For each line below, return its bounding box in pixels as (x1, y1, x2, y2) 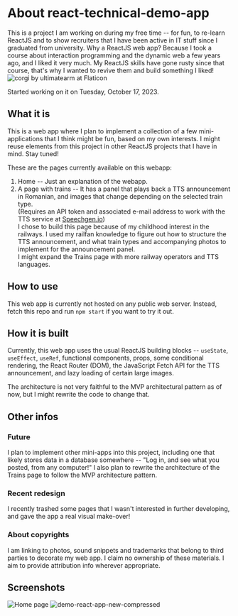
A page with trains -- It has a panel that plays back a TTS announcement (17, 185, 231, 193)
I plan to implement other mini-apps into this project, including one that (7, 449, 215, 457)
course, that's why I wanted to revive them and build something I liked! (7, 66, 215, 75)
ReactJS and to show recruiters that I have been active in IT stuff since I (7, 35, 218, 44)
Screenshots (7, 582, 65, 594)
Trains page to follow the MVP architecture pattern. (7, 471, 158, 480)
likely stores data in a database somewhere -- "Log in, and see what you (7, 456, 220, 464)
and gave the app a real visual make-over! (7, 512, 131, 521)
